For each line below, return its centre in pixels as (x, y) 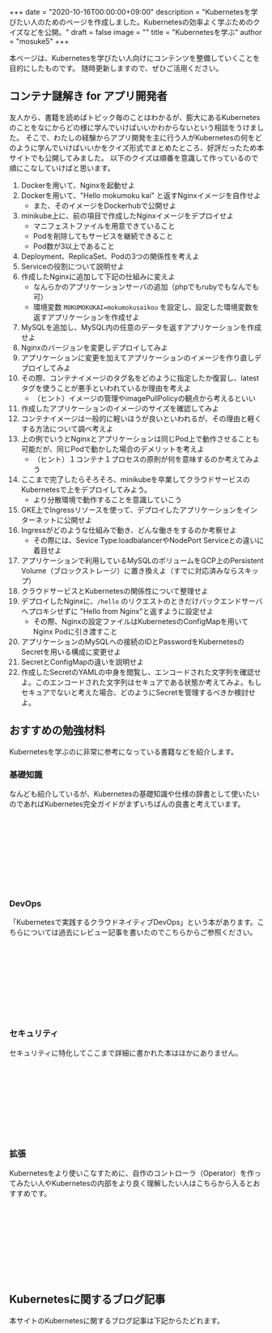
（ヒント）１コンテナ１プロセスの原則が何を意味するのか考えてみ (143, 459)
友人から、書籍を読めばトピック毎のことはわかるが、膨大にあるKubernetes (135, 117)
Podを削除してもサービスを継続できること (103, 236)
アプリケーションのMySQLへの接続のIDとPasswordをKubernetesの (133, 641)
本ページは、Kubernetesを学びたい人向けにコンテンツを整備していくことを (135, 58)
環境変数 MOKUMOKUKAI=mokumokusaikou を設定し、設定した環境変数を (146, 307)
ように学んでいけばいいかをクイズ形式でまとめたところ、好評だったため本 (140, 148)
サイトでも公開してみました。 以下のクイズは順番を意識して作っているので (134, 157)
